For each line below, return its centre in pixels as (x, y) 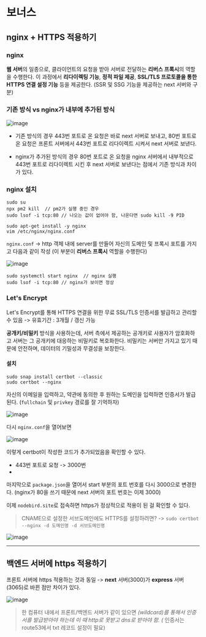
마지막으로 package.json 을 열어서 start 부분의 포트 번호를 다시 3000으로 (93, 484)
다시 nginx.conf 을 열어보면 (39, 427)
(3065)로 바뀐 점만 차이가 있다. (44, 587)
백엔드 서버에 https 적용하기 (57, 564)
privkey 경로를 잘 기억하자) (87, 402)
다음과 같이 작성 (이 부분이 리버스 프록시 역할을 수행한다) (80, 252)
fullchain (34, 403)
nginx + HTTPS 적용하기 (51, 37)
